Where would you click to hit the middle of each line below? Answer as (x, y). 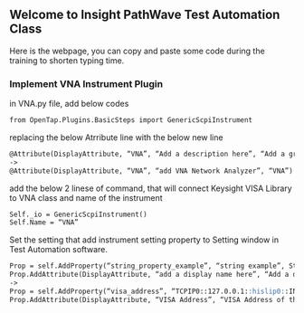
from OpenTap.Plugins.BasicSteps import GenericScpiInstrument (131, 120)
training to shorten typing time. (67, 60)
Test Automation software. (59, 250)
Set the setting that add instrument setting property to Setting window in (144, 240)
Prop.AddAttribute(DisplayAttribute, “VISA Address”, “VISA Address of (147, 299)
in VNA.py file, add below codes (69, 104)
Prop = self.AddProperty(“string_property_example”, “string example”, (147, 266)
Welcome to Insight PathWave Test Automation (145, 15)
